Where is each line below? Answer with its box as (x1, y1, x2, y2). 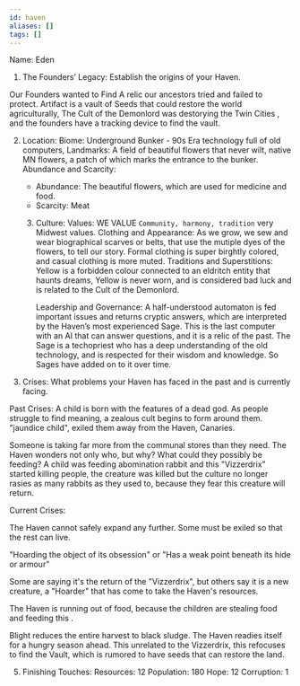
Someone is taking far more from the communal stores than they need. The (9, 440, 287, 451)
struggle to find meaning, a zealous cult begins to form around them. (9, 413, 263, 424)
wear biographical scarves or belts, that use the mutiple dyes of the (35, 237, 286, 248)
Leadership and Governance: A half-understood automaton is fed (35, 302, 277, 312)
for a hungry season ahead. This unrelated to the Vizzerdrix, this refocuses (9, 639, 286, 651)
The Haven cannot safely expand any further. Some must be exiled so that (9, 523, 284, 533)
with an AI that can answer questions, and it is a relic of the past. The (35, 330, 291, 341)
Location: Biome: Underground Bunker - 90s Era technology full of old (21, 136, 281, 146)
